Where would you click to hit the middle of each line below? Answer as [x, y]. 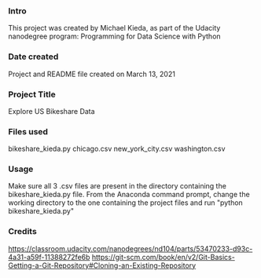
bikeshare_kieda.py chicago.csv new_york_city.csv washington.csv [117, 149]
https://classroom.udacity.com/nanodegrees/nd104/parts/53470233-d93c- [130, 248]
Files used [28, 131]
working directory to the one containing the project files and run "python [126, 203]
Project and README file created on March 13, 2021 [92, 74]
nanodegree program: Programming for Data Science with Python [115, 36]
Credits [22, 232]
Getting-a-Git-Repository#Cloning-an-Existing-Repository [102, 265]
